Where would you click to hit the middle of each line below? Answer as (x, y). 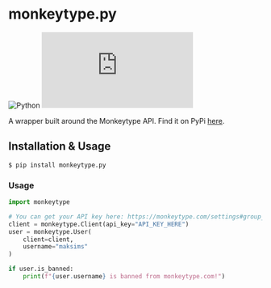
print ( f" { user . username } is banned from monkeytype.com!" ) (124, 277)
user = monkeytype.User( (50, 231)
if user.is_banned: (41, 269)
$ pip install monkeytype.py (57, 165)
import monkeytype (39, 202)
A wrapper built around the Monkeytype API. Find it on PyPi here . (117, 121)
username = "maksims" (56, 247)
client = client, (48, 239)
